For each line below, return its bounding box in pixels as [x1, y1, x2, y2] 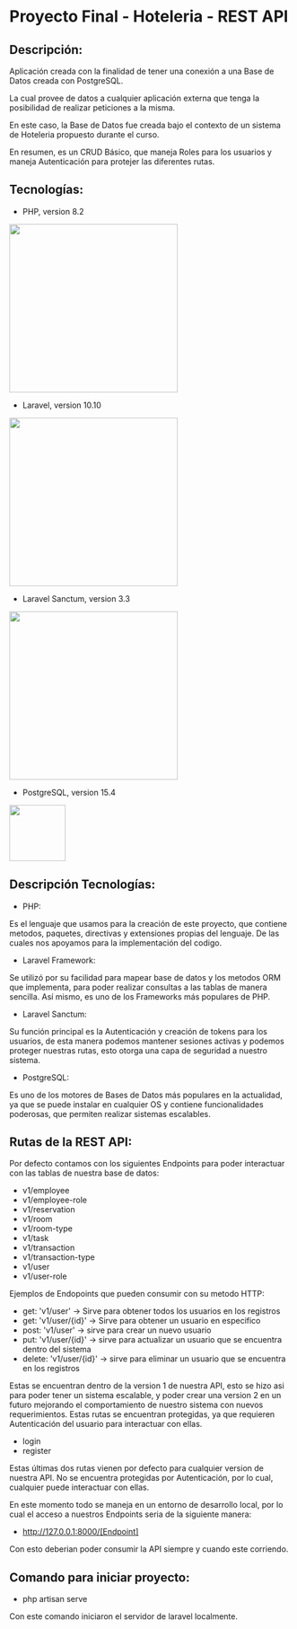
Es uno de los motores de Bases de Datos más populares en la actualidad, [9, 1089, 283, 1100]
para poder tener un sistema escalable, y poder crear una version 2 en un [9, 1390, 282, 1401]
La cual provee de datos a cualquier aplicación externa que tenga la [9, 92, 260, 103]
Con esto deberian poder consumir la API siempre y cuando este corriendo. [9, 1544, 289, 1554]
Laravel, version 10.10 [22, 400, 101, 410]
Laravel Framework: [22, 955, 96, 965]
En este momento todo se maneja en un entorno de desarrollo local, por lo [9, 1500, 284, 1510]
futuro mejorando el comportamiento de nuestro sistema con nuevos [9, 1399, 264, 1411]
